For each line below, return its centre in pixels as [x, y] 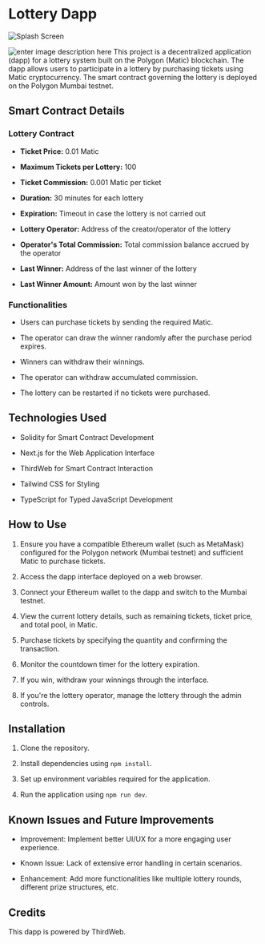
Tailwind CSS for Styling [60, 484]
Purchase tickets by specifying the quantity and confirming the [124, 640]
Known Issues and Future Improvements [111, 819]
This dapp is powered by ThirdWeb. [67, 931]
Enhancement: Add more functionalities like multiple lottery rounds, [130, 879]
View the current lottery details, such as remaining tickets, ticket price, [136, 616]
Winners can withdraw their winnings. [82, 361]
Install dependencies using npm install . [86, 764]
